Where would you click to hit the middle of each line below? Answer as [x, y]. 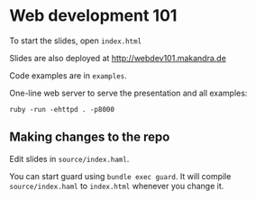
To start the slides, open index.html [76, 41]
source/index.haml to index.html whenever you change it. [117, 186]
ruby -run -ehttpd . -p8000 [62, 109]
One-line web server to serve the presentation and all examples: [128, 93]
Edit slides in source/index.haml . [69, 159]
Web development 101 [93, 16]
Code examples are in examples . [69, 75]
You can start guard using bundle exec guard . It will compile [120, 176]
